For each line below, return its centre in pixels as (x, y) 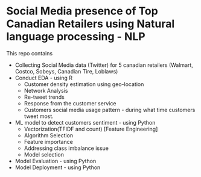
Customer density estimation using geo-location (84, 84)
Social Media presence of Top (82, 11)
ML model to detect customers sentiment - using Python (85, 122)
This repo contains (30, 53)
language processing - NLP (76, 37)
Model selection (44, 154)
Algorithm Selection (49, 135)
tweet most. (39, 116)
